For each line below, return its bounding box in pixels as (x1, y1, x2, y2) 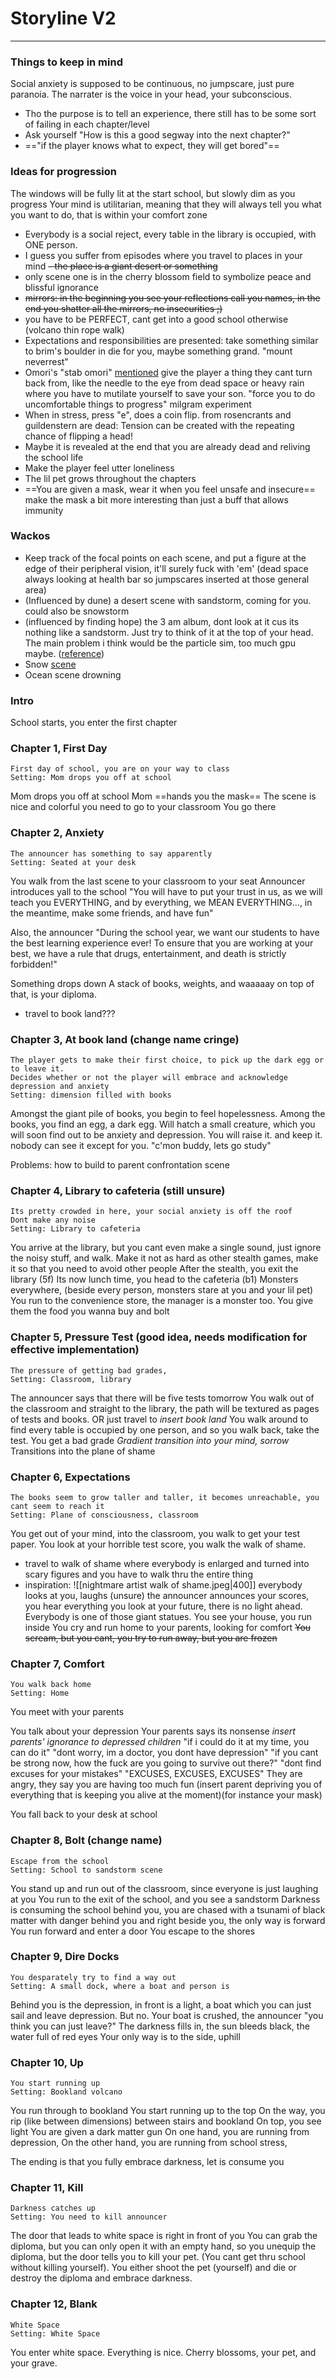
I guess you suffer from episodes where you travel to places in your (24, 249, 303, 261)
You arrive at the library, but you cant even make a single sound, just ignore (10, 1242, 322, 1254)
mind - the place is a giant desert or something (24, 260, 218, 272)
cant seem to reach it (10, 1501, 105, 1511)
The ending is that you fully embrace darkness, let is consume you (10, 2156, 285, 2168)
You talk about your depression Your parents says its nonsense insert (10, 1725, 296, 1737)
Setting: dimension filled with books (10, 1090, 172, 1101)
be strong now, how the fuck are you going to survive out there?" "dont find (10, 1757, 322, 1769)
